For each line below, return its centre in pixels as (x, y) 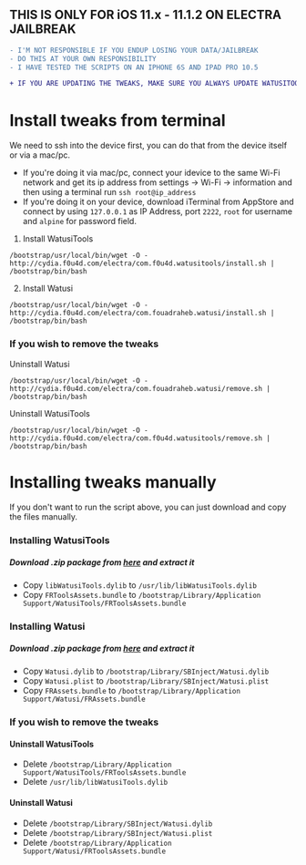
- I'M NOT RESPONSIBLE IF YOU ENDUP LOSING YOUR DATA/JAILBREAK (134, 50)
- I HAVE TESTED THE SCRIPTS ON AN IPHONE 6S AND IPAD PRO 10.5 (134, 67)
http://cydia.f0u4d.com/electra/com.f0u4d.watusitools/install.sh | (142, 263)
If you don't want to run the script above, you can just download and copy (148, 507)
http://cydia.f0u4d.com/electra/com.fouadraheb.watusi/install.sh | (142, 314)
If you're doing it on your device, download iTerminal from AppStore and (158, 202)
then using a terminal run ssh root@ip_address (109, 192)
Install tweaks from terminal (117, 120)
